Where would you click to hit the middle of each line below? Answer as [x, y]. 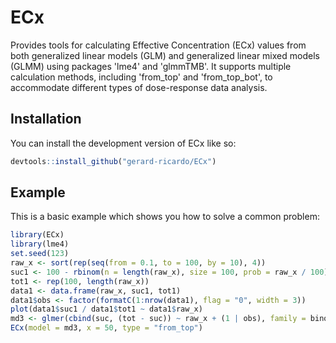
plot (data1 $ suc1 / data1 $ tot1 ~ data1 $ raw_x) [106, 309]
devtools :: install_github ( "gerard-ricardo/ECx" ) [113, 161]
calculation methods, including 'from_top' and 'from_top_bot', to [141, 77]
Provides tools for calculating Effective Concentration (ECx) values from [158, 45]
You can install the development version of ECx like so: [123, 143]
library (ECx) [37, 235]
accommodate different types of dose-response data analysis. [139, 87]
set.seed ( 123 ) [40, 254]
